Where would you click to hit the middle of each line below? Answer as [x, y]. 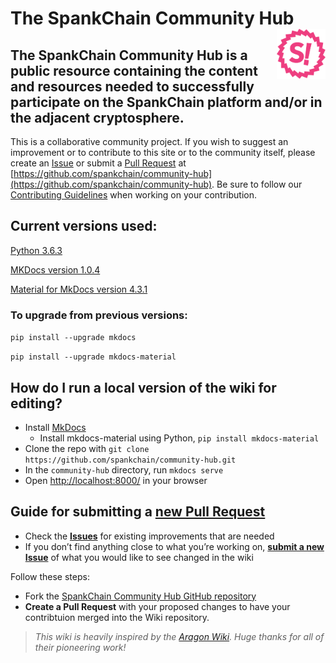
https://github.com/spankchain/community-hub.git [130, 460]
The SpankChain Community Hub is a [129, 55]
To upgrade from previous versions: [99, 315]
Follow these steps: [50, 576]
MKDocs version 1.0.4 [55, 269]
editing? [36, 403]
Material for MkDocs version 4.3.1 [79, 289]
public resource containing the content [134, 70]
